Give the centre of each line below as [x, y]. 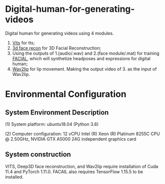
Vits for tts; [23, 42]
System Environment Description [57, 112]
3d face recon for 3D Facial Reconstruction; [57, 48]
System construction [38, 155]
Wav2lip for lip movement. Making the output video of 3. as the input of [84, 69]
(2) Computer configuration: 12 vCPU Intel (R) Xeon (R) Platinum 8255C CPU [82, 134]
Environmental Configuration [66, 94]
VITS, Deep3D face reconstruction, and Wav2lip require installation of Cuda [82, 166]
